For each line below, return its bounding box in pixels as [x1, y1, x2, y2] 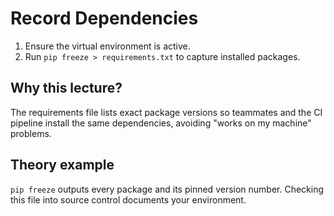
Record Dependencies [10, 7, 199, 30]
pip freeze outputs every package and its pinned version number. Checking [10, 183, 325, 195]
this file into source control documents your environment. [10, 193, 247, 206]
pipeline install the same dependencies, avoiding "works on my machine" [10, 117, 312, 129]
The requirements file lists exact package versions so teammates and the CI [10, 106, 323, 118]
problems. [10, 127, 52, 139]
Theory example [10, 157, 115, 174]
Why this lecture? [10, 80, 123, 97]
